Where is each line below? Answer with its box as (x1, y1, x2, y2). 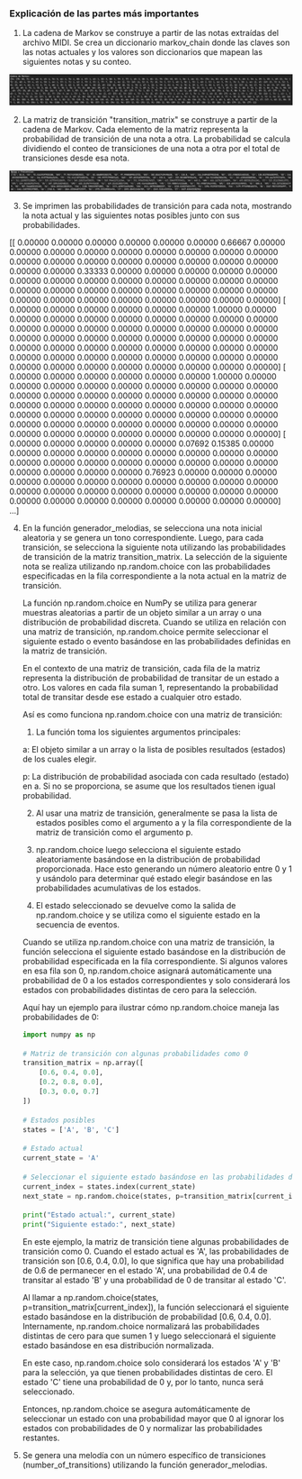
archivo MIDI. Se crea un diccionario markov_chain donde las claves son (22, 37, 290, 48)
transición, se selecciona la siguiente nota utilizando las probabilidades (22, 542, 286, 552)
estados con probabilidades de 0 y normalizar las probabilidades (22, 1423, 263, 1434)
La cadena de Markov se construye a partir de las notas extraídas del (22, 28, 280, 39)
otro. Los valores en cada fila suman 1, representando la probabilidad (22, 681, 279, 692)
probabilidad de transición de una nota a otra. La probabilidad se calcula (22, 133, 290, 144)
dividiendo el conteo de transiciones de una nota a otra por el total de (22, 142, 280, 153)
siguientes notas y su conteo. (22, 57, 132, 68)
